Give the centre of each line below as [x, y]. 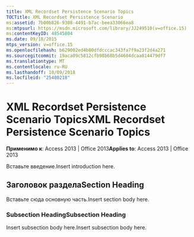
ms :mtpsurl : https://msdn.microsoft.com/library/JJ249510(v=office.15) [96, 28]
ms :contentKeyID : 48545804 [39, 34]
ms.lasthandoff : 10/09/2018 [41, 72]
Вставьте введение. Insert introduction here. [61, 166]
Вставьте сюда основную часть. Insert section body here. [78, 199]
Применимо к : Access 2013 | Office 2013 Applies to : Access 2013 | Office [97, 149]
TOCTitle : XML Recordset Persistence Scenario [65, 17]
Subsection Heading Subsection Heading [66, 214]
